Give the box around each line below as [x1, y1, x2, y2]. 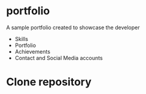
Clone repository [6, 76, 92, 89]
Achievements [14, 48, 51, 55]
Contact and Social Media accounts [14, 54, 103, 61]
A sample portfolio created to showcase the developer [6, 24, 140, 31]
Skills [14, 35, 29, 42]
